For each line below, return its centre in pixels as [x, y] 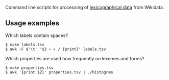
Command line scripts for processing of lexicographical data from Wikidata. [85, 7]
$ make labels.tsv [25, 45]
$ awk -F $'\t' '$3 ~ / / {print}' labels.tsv [56, 49]
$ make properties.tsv [29, 68]
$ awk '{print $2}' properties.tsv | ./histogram [59, 72]
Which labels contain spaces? [37, 35]
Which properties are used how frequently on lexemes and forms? [75, 58]
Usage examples [32, 23]
